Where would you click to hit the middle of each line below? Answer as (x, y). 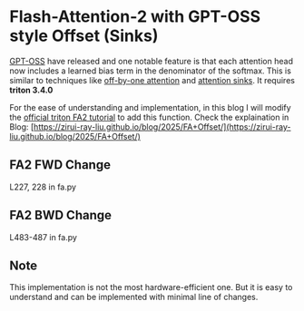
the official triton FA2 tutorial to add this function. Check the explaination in (149, 117)
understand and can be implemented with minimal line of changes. (134, 297)
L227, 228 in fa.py (43, 187)
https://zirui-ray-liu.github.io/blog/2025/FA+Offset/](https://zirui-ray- (162, 126)
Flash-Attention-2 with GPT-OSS (135, 17)
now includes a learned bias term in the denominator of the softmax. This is (151, 71)
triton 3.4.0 (31, 90)
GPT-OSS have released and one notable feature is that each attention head (151, 61)
